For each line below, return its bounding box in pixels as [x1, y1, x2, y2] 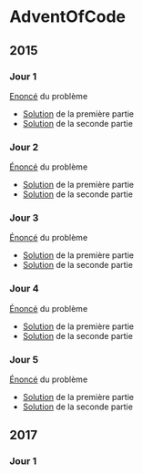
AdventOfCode [9, 6, 126, 27]
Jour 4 [9, 283, 39, 295]
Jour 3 [9, 211, 39, 224]
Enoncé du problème [9, 90, 88, 101]
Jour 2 [9, 140, 39, 153]
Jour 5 [9, 353, 39, 366]
